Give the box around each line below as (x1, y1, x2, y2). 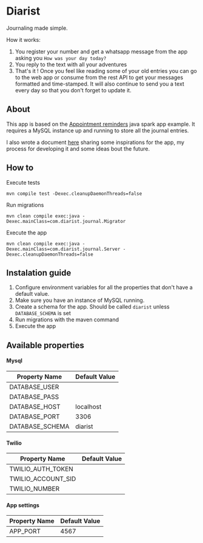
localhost (75, 402, 102, 411)
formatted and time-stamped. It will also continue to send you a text (15, 80, 185, 87)
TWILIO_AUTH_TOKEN (9, 465, 74, 473)
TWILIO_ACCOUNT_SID (9, 475, 76, 483)
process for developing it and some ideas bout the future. (6, 145, 150, 152)
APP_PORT (9, 527, 41, 536)
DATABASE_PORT (9, 412, 60, 420)
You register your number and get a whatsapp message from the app (15, 47, 188, 55)
